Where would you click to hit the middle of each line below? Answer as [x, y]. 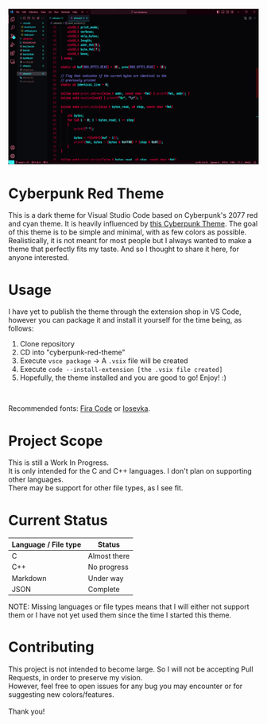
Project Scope [56, 441]
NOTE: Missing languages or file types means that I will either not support [129, 607]
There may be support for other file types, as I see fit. [96, 488]
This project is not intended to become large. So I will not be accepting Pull [131, 669]
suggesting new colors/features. [62, 695]
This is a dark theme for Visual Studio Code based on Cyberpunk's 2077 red [133, 215]
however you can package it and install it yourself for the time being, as [125, 320]
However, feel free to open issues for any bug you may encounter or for [126, 686]
